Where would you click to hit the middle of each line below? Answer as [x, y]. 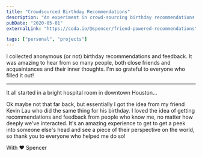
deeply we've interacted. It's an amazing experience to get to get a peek [96, 123]
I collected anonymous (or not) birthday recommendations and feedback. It [99, 56]
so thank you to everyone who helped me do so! [66, 136]
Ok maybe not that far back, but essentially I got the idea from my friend [96, 104]
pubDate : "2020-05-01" [35, 23]
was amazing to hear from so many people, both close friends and [88, 63]
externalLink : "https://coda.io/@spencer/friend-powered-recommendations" [102, 28]
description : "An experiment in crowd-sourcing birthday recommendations [101, 17]
